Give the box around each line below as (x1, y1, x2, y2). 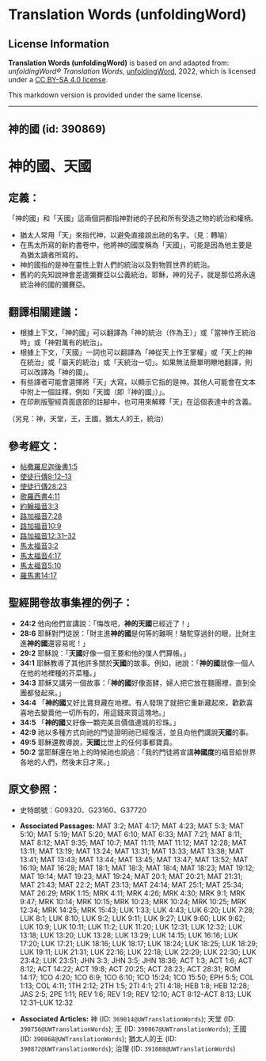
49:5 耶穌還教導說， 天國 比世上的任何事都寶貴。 (19, 737, 177, 747)
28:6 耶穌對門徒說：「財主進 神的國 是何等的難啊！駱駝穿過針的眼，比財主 (19, 628, 256, 638)
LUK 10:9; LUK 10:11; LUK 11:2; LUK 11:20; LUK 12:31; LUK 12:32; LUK (19, 922, 243, 931)
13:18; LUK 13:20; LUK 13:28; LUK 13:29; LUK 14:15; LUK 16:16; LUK (19, 930, 239, 940)
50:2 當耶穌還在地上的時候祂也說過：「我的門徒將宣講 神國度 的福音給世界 (19, 747, 256, 757)
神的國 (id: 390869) (8, 123, 107, 136)
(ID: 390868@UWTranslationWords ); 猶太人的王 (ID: (19, 1033, 177, 1043)
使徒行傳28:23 (19, 481, 67, 492)
